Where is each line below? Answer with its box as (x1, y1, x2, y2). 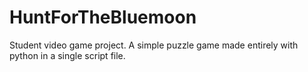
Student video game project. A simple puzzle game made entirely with (9, 39, 299, 51)
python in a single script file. (9, 49, 126, 61)
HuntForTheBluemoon (9, 6, 197, 29)
